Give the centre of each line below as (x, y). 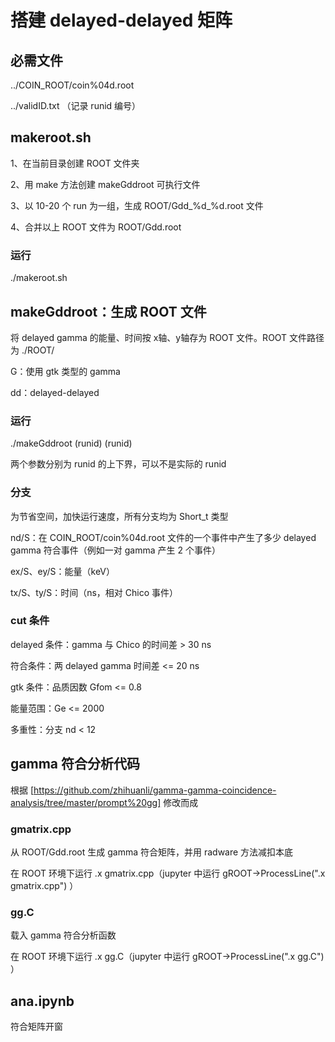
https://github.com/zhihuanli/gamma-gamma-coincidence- (155, 790)
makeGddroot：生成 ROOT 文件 (108, 311)
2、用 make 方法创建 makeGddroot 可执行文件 (105, 184)
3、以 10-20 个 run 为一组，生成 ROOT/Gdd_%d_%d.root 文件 (137, 205)
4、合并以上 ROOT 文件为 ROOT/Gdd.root (96, 227)
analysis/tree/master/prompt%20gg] (86, 802)
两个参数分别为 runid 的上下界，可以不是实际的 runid (118, 464)
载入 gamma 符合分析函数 (63, 935)
